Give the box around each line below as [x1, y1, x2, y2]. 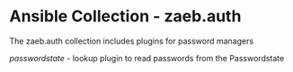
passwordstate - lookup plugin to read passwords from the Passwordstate [9, 52, 285, 63]
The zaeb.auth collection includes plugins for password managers [9, 36, 254, 46]
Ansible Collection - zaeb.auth [9, 6, 242, 27]
